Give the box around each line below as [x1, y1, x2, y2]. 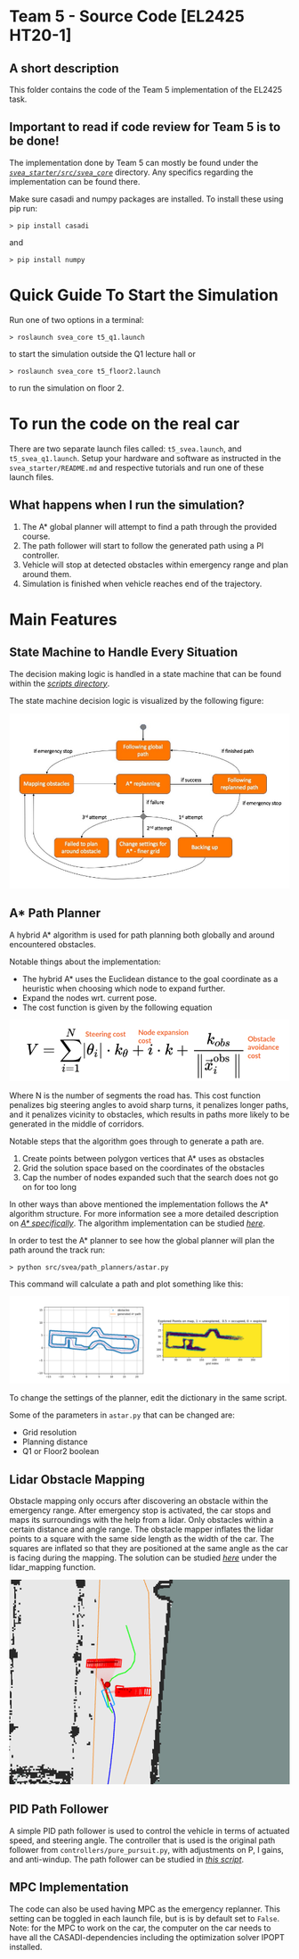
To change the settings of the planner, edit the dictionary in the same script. [9, 1393, 287, 1403]
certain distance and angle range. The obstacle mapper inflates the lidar [9, 1524, 274, 1535]
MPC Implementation [9, 1880, 129, 1895]
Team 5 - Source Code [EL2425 [9, 6, 245, 27]
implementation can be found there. [9, 176, 141, 186]
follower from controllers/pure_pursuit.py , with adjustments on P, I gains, [9, 1844, 285, 1855]
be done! [9, 134, 60, 149]
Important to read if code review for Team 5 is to [9, 120, 281, 135]
